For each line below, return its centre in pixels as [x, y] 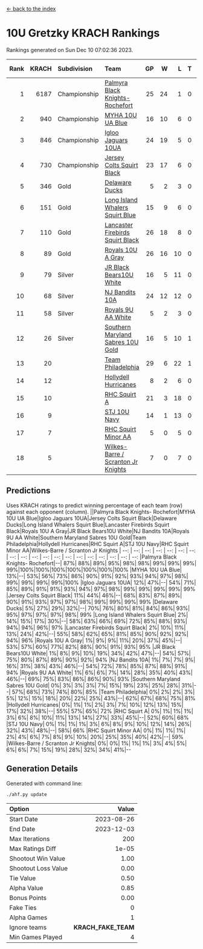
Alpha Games [28, 918]
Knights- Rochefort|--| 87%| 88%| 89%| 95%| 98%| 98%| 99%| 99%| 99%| [101, 563]
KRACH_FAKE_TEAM [104, 927]
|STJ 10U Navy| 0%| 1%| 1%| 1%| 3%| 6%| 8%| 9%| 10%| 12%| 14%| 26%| [99, 724]
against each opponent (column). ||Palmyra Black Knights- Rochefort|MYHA [101, 511]
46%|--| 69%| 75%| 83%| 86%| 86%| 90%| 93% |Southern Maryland [93, 679]
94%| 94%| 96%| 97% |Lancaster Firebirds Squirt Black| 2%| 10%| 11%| [96, 627]
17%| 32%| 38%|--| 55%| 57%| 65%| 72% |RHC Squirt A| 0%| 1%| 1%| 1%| [100, 711]
